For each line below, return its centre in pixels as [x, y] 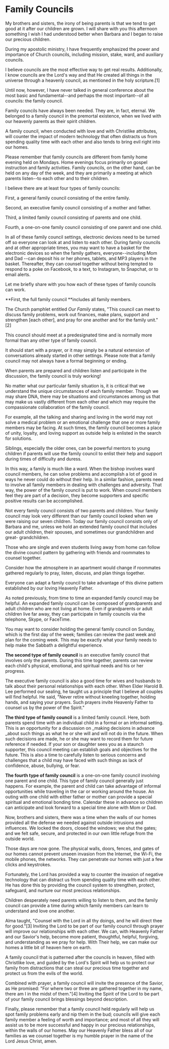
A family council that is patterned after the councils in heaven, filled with [80, 957]
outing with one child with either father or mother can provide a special [79, 797]
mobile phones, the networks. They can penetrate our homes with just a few [84, 859]
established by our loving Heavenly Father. [50, 588]
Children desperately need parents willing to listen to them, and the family [82, 900]
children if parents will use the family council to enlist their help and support [84, 453]
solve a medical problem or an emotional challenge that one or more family [83, 422]
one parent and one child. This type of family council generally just [74, 781]
